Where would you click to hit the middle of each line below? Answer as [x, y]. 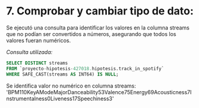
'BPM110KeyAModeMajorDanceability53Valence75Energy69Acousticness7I [99, 92]
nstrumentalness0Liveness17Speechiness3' [60, 98]
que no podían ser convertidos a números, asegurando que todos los [91, 34]
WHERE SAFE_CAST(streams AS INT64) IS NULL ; [62, 74]
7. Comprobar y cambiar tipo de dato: [100, 11]
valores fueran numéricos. [39, 40]
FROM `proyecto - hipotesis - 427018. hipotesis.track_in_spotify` [85, 68]
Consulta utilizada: [29, 52]
